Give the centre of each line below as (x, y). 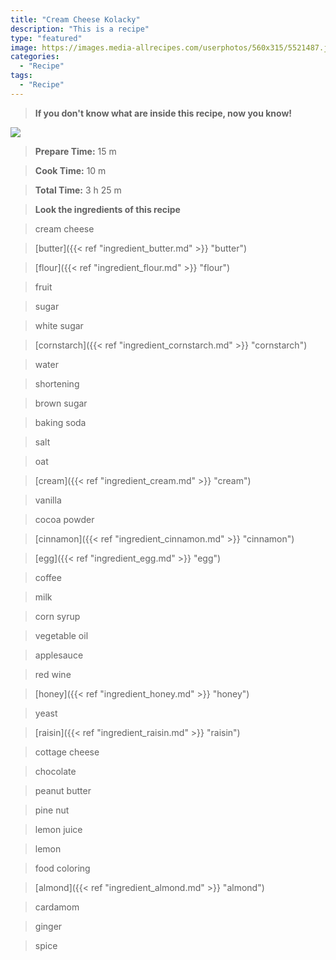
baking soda (60, 422)
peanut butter (63, 790)
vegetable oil (61, 635)
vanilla (48, 500)
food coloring (62, 868)
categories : (35, 57)
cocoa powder (64, 519)
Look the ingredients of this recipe (107, 209)
